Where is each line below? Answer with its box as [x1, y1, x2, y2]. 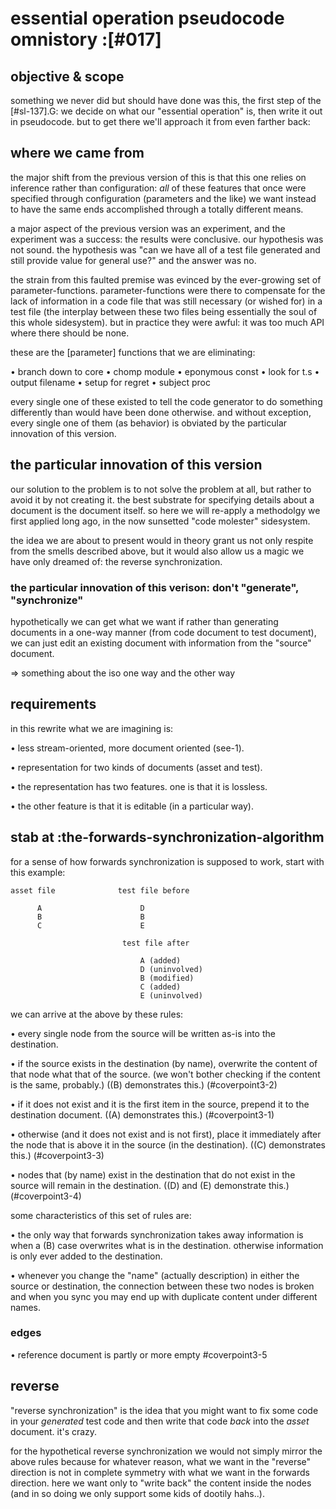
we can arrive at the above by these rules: [10, 1008, 184, 1020]
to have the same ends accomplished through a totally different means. [10, 203, 304, 215]
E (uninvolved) [139, 990, 203, 1001]
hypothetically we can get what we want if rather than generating [10, 615, 279, 627]
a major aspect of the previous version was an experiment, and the [10, 222, 286, 234]
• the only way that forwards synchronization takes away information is [10, 1228, 304, 1241]
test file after [121, 938, 190, 948]
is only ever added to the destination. [10, 1250, 163, 1262]
